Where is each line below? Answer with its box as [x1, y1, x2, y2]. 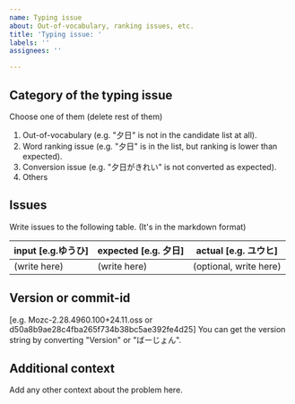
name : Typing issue [9, 13, 82, 22]
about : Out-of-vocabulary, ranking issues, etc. [9, 21, 195, 30]
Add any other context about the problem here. [9, 384, 184, 395]
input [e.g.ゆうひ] [13, 244, 90, 256]
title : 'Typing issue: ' [9, 30, 102, 39]
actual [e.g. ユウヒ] [195, 244, 278, 256]
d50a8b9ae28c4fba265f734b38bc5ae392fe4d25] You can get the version [9, 323, 286, 334]
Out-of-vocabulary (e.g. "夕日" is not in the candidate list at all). [22, 129, 257, 140]
